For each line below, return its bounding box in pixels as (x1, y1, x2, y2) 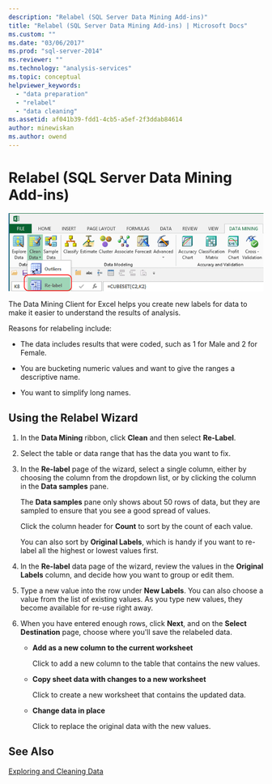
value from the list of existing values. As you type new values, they (19, 594, 243, 603)
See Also (8, 745, 54, 759)
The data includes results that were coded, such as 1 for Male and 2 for (19, 339, 257, 349)
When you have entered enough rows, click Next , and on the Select (19, 618, 247, 628)
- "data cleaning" (15, 107, 79, 115)
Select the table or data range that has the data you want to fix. (19, 448, 231, 458)
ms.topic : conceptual (8, 73, 82, 81)
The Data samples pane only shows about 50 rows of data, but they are (19, 496, 261, 506)
